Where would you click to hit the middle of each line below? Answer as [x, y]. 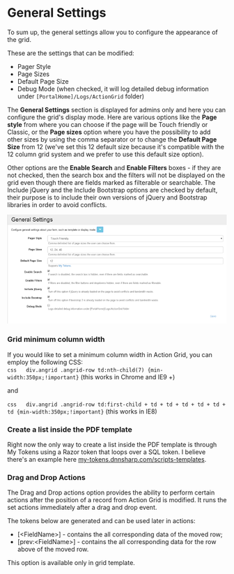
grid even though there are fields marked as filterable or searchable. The [111, 182]
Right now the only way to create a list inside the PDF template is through [112, 445]
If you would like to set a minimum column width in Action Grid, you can [110, 354]
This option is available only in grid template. [71, 563]
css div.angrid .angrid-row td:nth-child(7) [76, 370]
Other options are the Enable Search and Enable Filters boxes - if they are [114, 167]
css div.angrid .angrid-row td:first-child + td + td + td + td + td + [117, 405]
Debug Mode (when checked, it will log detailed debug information [113, 89]
